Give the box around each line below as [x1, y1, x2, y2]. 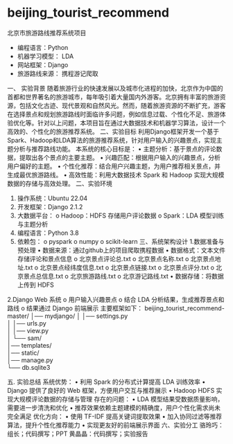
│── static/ [7, 348, 40, 357]
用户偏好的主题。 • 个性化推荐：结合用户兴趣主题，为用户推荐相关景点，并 [7, 161, 221, 170]
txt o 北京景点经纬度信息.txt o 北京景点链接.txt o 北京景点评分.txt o [25, 263, 215, 272]
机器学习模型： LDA [17, 52, 74, 60]
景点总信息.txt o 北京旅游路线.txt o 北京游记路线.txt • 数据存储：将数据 [23, 272, 224, 280]
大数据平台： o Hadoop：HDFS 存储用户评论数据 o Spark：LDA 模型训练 [17, 211, 225, 220]
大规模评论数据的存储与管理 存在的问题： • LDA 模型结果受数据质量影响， [12, 395, 224, 403]
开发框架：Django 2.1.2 [17, 202, 83, 211]
